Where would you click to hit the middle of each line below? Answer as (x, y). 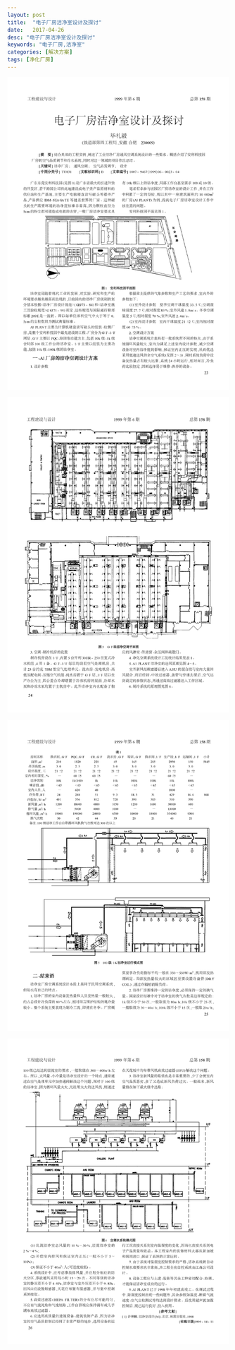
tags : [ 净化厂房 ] (31, 60)
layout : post (26, 15)
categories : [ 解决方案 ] (40, 52)
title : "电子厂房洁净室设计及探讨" (55, 22)
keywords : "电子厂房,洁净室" (46, 45)
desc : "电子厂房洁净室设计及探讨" (51, 37)
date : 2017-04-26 (36, 30)
